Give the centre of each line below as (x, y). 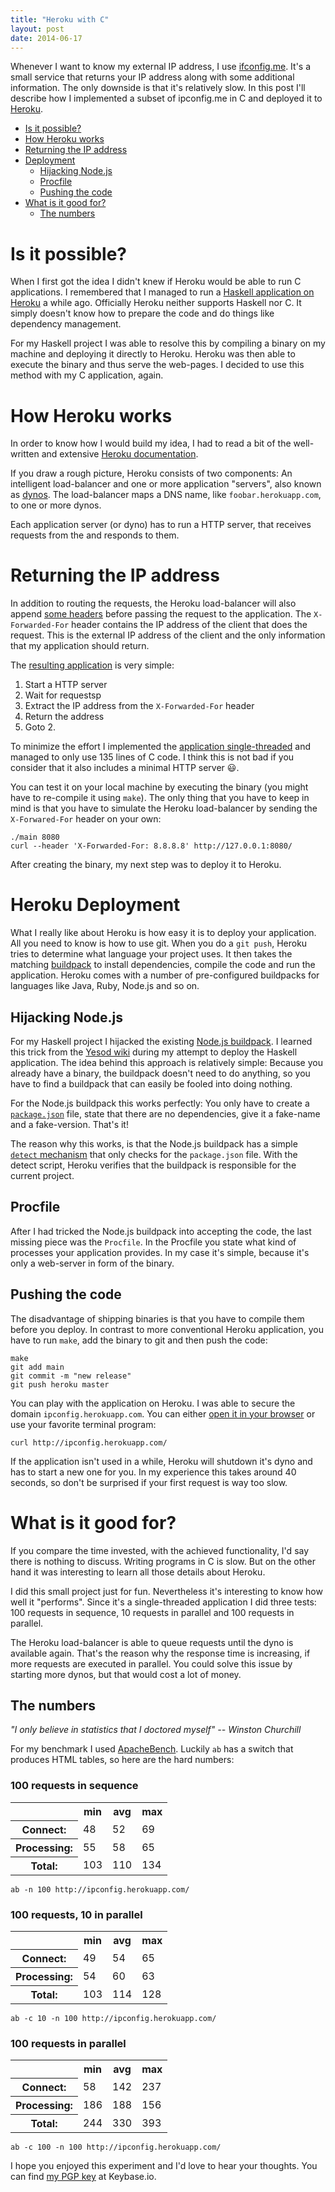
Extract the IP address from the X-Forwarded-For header (139, 706)
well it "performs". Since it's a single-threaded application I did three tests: (163, 1602)
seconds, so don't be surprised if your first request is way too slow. (149, 1482)
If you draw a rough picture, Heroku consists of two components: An (151, 473)
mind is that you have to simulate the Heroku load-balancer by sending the (164, 808)
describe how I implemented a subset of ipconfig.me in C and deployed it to (166, 98)
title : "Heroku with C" (60, 19)
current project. (42, 1175)
